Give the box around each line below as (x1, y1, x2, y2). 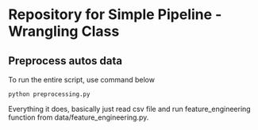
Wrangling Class (8, 22, 120, 40)
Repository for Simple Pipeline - (8, 6, 222, 24)
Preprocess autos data (8, 54, 123, 67)
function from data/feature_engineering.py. (8, 113, 149, 122)
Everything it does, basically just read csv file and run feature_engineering (8, 105, 252, 113)
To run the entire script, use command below (8, 75, 155, 84)
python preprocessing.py (8, 90, 90, 98)
